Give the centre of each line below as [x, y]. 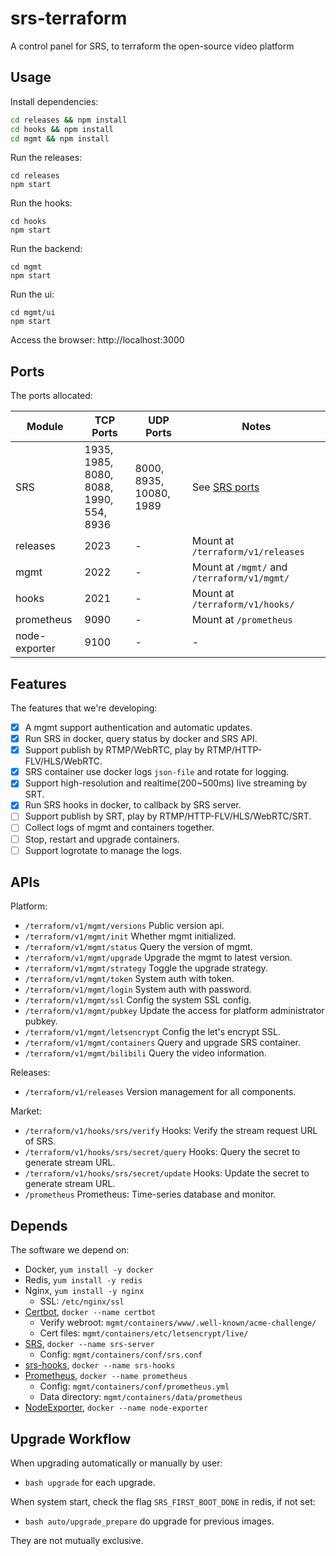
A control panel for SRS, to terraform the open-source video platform [152, 46]
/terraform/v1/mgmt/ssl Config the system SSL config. [138, 1000]
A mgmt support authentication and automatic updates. [138, 727]
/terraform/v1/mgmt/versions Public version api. [124, 926]
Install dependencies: [54, 101]
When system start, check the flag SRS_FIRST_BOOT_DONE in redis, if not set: [163, 1502]
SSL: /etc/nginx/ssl [82, 1301]
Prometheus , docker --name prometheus [106, 1376]
